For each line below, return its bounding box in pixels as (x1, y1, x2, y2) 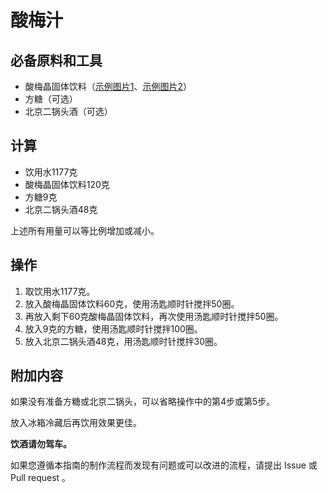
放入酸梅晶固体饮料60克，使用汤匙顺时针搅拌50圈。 (24, 297, 240, 310)
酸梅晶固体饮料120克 (24, 178, 110, 190)
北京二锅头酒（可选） (24, 106, 113, 117)
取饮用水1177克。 (24, 285, 96, 297)
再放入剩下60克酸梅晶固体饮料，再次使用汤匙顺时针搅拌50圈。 (24, 310, 284, 322)
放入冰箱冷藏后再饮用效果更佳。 (10, 417, 142, 429)
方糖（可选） (24, 93, 78, 105)
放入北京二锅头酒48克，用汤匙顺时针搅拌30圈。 (24, 335, 223, 347)
